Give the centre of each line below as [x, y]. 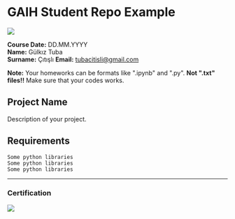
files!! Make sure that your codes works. [66, 80]
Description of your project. [47, 119]
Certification [29, 193]
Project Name [37, 102]
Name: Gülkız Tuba [35, 52]
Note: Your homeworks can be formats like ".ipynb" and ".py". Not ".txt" [111, 73]
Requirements [38, 141]
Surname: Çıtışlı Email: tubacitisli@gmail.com [73, 59]
